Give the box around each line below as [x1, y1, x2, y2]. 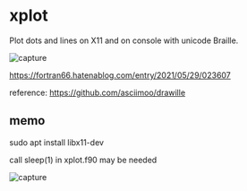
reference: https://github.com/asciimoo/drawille [9, 87, 186, 98]
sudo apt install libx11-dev [9, 136, 105, 148]
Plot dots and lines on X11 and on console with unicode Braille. [9, 35, 239, 46]
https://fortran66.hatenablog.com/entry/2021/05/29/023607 [9, 69, 231, 81]
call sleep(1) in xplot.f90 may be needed [9, 154, 158, 165]
